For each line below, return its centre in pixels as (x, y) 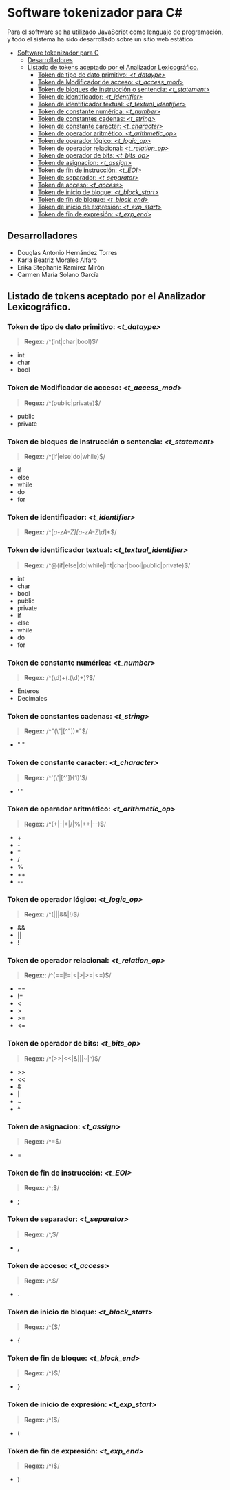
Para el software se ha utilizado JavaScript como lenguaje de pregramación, (115, 32)
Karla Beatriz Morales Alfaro (57, 260)
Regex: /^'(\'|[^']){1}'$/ (56, 777)
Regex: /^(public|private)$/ (62, 403)
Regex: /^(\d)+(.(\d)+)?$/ (60, 677)
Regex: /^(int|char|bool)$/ (61, 342)
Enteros (28, 691)
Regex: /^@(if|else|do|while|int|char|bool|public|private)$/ (107, 565)
